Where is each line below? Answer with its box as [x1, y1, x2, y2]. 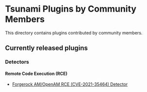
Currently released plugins [5, 44, 88, 52]
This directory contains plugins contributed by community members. [5, 30, 143, 36]
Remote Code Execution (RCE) [5, 71, 68, 76]
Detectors [5, 58, 29, 65]
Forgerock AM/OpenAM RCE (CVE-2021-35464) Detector [12, 81, 128, 87]
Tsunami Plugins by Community [5, 3, 137, 15]
